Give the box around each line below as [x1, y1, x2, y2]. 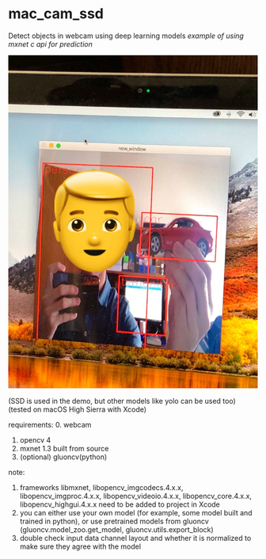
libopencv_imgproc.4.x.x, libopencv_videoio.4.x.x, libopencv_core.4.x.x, [19, 491, 252, 500]
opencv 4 [19, 435, 51, 444]
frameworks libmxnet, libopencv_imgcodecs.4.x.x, [19, 482, 184, 492]
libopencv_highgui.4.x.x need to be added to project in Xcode [19, 500, 220, 509]
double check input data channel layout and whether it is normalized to [19, 533, 252, 542]
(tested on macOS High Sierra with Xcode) [8, 405, 147, 414]
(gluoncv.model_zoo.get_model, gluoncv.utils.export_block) [19, 524, 214, 534]
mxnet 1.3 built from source [19, 443, 109, 453]
